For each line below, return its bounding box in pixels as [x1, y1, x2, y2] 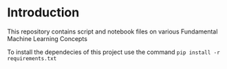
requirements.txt [7, 55, 57, 62]
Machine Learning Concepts [7, 34, 88, 42]
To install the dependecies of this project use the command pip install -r [7, 48, 220, 56]
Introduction [7, 5, 80, 20]
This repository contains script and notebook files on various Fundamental [7, 27, 218, 36]
